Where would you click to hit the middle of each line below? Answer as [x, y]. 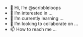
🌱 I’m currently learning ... [37, 18]
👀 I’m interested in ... [31, 13]
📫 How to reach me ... [33, 29]
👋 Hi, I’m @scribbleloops [35, 8]
